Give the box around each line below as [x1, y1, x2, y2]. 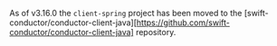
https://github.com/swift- [136, 17, 231, 28]
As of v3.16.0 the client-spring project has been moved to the [9, 8, 243, 18]
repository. [135, 27, 177, 37]
